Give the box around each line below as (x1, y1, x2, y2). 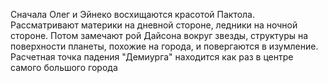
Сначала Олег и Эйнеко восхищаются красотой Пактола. (10, 9, 256, 20)
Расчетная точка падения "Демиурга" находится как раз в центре (10, 51, 294, 63)
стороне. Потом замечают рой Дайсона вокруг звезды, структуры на (10, 30, 309, 41)
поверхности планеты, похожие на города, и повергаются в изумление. (10, 40, 319, 52)
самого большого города (10, 62, 118, 73)
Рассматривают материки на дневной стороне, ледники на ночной (10, 19, 298, 31)
